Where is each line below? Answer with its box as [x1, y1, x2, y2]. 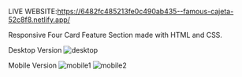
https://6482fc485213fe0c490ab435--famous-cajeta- [57, 7, 234, 16]
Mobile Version [8, 60, 58, 70]
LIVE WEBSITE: [8, 7, 58, 16]
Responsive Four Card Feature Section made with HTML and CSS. [8, 31, 223, 39]
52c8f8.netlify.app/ [8, 15, 71, 24]
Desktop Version [8, 46, 62, 54]
